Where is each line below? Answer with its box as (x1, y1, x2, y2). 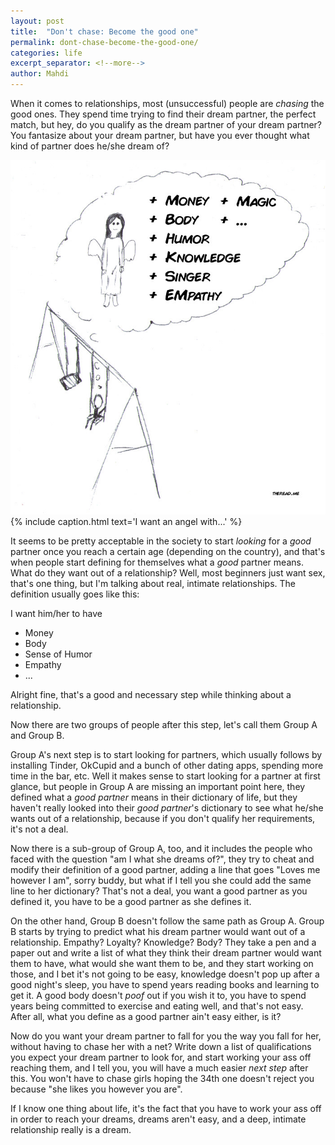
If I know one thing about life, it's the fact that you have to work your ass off (10, 1103, 322, 1115)
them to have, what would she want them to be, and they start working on (10, 958, 314, 970)
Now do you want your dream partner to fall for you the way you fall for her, (10, 1030, 322, 1042)
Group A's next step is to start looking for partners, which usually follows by (10, 749, 323, 761)
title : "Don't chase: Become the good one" (10, 26, 199, 37)
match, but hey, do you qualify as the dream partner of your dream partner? (10, 119, 323, 130)
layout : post (10, 16, 65, 26)
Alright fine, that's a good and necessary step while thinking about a (10, 689, 292, 701)
